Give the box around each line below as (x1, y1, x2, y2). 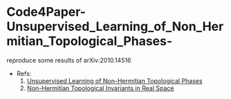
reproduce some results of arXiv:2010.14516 (6, 56, 131, 64)
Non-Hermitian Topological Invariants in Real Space (26, 84, 174, 92)
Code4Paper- (6, 4, 86, 20)
